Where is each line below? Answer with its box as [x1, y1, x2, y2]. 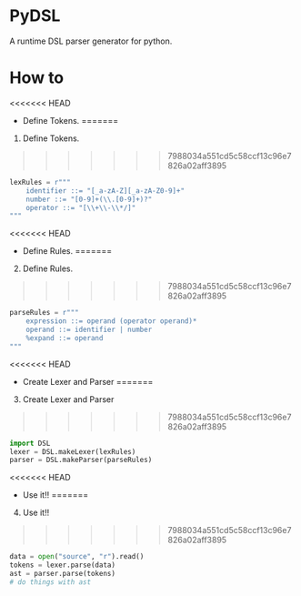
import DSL [9, 439, 51, 448]
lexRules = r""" [9, 177, 71, 187]
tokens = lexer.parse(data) [9, 561, 116, 570]
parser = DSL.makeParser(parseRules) [9, 456, 153, 465]
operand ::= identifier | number [25, 325, 153, 334]
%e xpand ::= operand [25, 333, 104, 342]
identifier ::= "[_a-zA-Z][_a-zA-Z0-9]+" [25, 186, 185, 196]
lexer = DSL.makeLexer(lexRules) [9, 447, 136, 456]
